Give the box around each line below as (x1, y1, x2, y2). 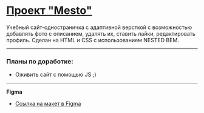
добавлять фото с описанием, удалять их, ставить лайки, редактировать (6, 30, 196, 37)
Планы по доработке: (6, 57, 74, 65)
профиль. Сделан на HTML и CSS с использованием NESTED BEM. (6, 36, 179, 44)
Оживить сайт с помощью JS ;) (15, 71, 97, 79)
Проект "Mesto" (6, 4, 92, 18)
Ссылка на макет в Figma (15, 100, 81, 108)
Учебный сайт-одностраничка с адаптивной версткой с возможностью (6, 24, 192, 31)
